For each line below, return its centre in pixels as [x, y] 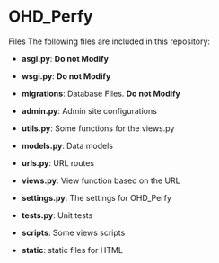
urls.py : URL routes [58, 162]
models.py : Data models [67, 145]
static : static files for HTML [72, 250]
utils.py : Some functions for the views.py [98, 128]
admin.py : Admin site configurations [89, 110]
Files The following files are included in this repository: [109, 41]
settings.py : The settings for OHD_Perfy [96, 197]
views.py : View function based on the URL [101, 180]
